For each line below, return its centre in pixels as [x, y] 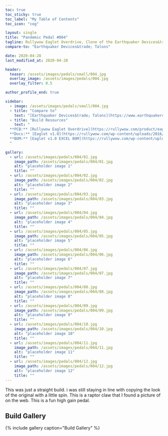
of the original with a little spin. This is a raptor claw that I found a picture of [83, 395]
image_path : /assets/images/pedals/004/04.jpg [63, 217]
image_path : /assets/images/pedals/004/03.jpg [63, 199]
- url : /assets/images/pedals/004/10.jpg [53, 324]
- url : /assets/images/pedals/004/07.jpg [53, 268]
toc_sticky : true [23, 14]
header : [13, 69]
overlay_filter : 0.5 [31, 83]
